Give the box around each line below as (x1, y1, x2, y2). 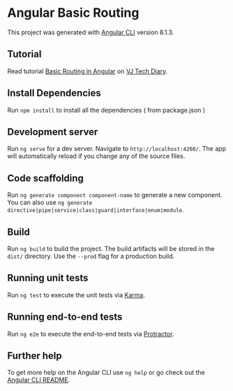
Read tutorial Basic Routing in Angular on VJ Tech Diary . (7, 66, 168, 75)
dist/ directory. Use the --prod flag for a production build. (7, 252, 174, 260)
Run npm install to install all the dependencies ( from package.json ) (7, 106, 206, 114)
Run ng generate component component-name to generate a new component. (7, 191, 223, 199)
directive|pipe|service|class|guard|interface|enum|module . (7, 206, 184, 214)
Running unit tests (7, 272, 89, 284)
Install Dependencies (7, 87, 101, 99)
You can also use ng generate (7, 198, 93, 207)
